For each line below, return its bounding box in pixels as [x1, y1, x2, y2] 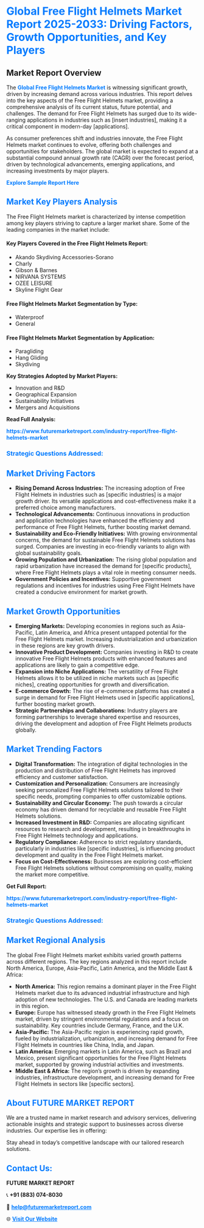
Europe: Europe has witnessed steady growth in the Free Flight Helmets [15, 1008, 196, 1016]
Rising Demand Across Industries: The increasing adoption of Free [15, 484, 185, 492]
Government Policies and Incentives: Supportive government [15, 575, 172, 583]
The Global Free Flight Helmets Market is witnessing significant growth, [6, 84, 188, 91]
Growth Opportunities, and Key [6, 31, 167, 44]
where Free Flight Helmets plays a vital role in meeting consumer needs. [15, 569, 197, 576]
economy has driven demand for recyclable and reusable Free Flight [15, 805, 187, 813]
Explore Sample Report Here [6, 179, 79, 186]
